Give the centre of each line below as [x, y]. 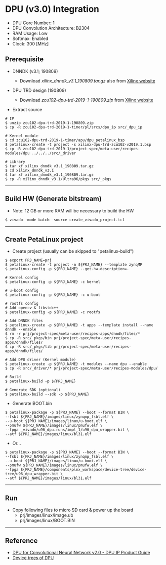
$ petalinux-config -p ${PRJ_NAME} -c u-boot [53, 295]
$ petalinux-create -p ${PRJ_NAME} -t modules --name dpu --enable [76, 364]
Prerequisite [24, 60]
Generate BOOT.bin [32, 404]
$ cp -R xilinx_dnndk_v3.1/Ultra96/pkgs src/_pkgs [58, 179]
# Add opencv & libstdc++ [32, 308]
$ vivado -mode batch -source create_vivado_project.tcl [65, 220]
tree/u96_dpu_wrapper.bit [32, 474]
